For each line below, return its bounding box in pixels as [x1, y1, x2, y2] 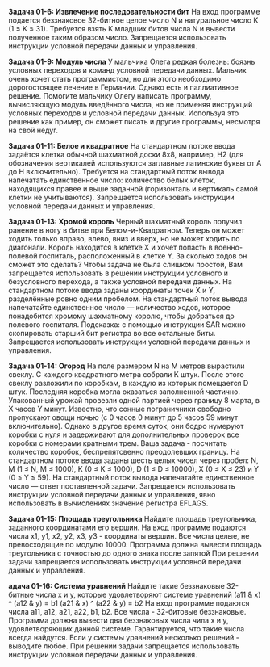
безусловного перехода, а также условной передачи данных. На [8, 277, 232, 286]
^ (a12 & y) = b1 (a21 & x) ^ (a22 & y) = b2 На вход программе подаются [8, 598, 250, 608]
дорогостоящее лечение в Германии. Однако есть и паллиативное [8, 82, 239, 92]
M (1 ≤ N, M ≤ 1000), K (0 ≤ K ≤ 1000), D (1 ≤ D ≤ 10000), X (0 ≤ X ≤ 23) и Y [8, 464, 260, 473]
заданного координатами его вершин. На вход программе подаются [8, 522, 247, 532]
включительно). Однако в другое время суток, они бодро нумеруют [8, 422, 244, 430]
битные [8, 589, 35, 599]
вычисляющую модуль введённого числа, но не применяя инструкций [8, 100, 253, 109]
